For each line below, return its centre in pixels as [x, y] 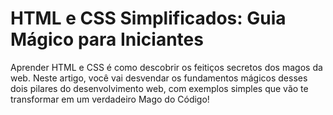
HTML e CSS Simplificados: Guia [148, 18]
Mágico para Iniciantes [107, 39]
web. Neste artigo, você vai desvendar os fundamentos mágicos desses [159, 78]
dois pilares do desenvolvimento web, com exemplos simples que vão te [159, 88]
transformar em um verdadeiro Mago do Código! [110, 99]
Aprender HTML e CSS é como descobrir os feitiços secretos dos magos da [166, 67]
